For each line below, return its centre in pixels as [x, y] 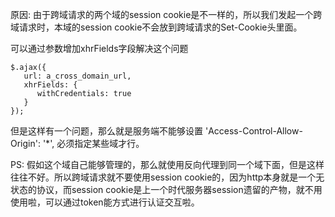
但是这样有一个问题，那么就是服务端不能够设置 [106, 131]
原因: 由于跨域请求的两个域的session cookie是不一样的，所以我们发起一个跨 [166, 14]
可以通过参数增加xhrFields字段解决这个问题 [99, 48]
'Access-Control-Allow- [253, 131]
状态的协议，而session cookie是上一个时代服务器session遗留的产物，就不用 [166, 189]
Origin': [25, 143]
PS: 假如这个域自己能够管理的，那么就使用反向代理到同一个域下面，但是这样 [167, 164]
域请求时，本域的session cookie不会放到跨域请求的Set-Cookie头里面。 [156, 27]
